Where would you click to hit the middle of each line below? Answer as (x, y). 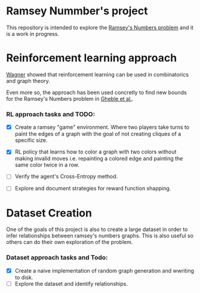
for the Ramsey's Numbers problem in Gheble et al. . (70, 98)
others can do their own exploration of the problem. (70, 242)
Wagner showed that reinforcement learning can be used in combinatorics (98, 74)
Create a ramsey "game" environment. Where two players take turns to (102, 127)
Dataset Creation (49, 213)
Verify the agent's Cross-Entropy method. (66, 177)
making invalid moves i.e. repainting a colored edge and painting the (99, 159)
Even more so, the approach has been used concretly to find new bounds (96, 92)
